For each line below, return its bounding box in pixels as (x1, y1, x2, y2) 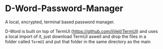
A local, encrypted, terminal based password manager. (5, 19, 115, 25)
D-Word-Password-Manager (5, 3, 124, 14)
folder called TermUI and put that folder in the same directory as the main (5, 38, 151, 44)
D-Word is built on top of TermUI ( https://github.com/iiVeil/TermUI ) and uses (5, 28, 158, 34)
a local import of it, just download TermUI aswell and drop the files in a (5, 33, 146, 39)
